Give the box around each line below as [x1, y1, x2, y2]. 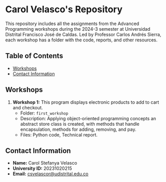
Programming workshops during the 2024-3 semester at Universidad [5, 26, 150, 32]
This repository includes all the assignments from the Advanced [5, 20, 140, 27]
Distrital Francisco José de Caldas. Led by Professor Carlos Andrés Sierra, [5, 31, 161, 37]
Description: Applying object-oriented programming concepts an [20, 115, 156, 121]
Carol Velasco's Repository [5, 4, 123, 15]
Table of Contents [5, 52, 64, 60]
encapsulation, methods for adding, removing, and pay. [20, 126, 136, 132]
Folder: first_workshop [20, 110, 69, 116]
